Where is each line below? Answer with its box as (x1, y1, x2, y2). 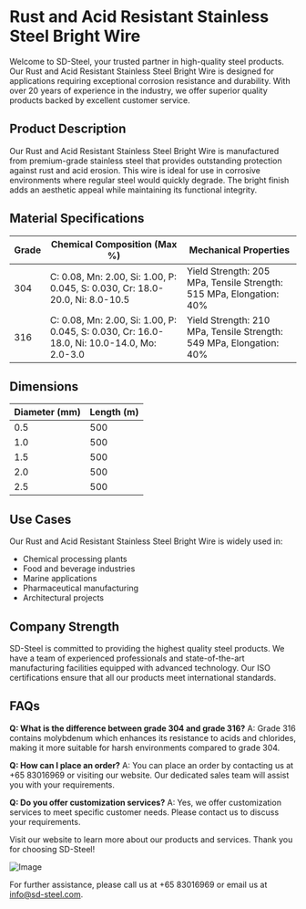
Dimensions (9, 379, 79, 394)
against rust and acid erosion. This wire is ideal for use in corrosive (9, 164, 261, 175)
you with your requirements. (9, 778, 116, 790)
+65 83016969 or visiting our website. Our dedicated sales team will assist (9, 769, 290, 780)
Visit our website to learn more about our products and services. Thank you (9, 833, 293, 845)
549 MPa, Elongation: (186, 336, 280, 349)
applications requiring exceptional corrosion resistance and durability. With (9, 75, 291, 86)
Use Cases (9, 511, 72, 527)
